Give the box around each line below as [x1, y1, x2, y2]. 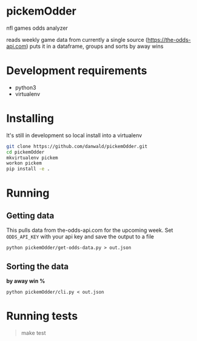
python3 [15, 84, 36, 91]
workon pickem [6, 160, 42, 166]
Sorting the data [6, 261, 69, 271]
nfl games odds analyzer [6, 24, 68, 32]
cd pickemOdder [6, 149, 45, 155]
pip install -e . [6, 166, 50, 172]
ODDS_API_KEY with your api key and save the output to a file [6, 233, 155, 240]
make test [21, 329, 46, 336]
